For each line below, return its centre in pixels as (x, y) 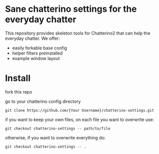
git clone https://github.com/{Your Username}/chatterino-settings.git (79, 110)
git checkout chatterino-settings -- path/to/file (58, 128)
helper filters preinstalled (37, 53)
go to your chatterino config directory (43, 101)
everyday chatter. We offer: (33, 38)
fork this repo (19, 92)
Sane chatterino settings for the (71, 9)
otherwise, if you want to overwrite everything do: (56, 138)
